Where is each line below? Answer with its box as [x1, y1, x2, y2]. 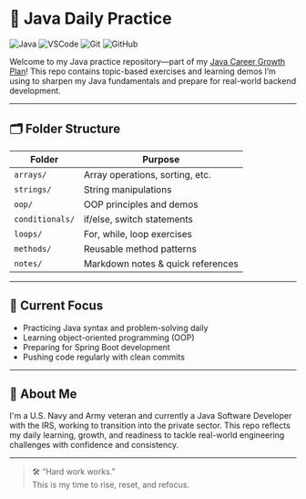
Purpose [142, 152, 180, 165]
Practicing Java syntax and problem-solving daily [22, 322, 209, 333]
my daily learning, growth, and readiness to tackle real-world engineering [9, 430, 285, 441]
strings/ [14, 184, 52, 194]
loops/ [14, 228, 43, 239]
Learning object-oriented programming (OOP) [22, 332, 195, 343]
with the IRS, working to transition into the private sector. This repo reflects [9, 420, 291, 431]
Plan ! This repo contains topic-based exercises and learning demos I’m [9, 66, 276, 77]
